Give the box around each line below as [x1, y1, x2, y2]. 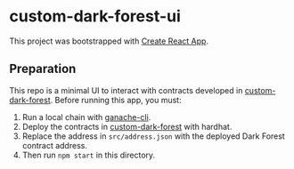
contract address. [21, 140, 87, 150]
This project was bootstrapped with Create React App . [9, 36, 209, 46]
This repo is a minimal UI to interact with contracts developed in [9, 84, 243, 95]
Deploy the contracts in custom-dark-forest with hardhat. [21, 121, 233, 132]
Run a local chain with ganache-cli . [21, 111, 151, 122]
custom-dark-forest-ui [9, 6, 181, 27]
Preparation [9, 61, 77, 76]
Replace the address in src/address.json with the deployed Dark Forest [21, 131, 285, 141]
